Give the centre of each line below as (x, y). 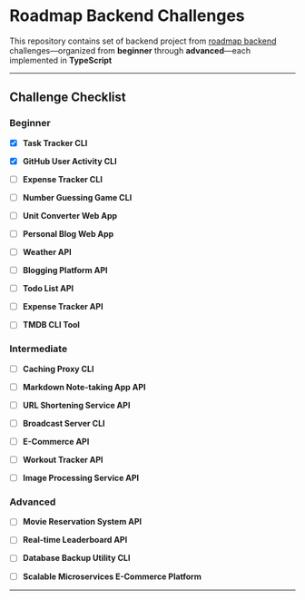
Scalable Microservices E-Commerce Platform (112, 576)
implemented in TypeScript (61, 60)
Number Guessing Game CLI (77, 197)
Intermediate (39, 349)
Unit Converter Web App (70, 215)
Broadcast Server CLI (64, 423)
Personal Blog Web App (68, 233)
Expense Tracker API (63, 307)
